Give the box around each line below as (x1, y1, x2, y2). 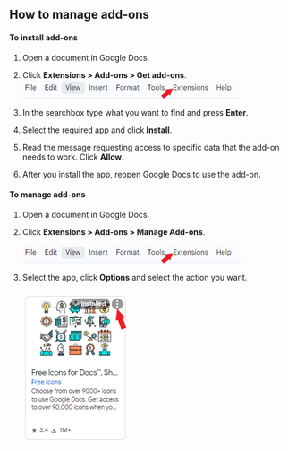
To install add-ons (9, 31, 79, 43)
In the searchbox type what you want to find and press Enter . (21, 107, 249, 117)
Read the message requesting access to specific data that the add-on (21, 142, 280, 152)
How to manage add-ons (9, 7, 150, 22)
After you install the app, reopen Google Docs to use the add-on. (21, 169, 261, 179)
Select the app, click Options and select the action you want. (21, 272, 248, 282)
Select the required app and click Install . (21, 125, 173, 135)
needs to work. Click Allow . (21, 152, 124, 162)
